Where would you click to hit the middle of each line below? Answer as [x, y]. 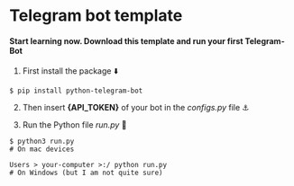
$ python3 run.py [42, 142]
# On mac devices [42, 149]
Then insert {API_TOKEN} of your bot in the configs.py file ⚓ [136, 108]
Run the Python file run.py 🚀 [74, 125]
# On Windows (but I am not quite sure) [87, 173]
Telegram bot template [96, 16]
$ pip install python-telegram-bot [76, 91]
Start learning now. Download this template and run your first [126, 40]
